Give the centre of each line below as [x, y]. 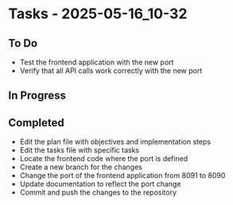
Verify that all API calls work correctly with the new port [111, 71]
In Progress [37, 96]
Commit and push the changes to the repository [98, 192]
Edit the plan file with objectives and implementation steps [115, 142]
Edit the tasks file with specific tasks [80, 150]
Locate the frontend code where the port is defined [104, 159]
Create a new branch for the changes [81, 167]
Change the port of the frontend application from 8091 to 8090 [122, 176]
